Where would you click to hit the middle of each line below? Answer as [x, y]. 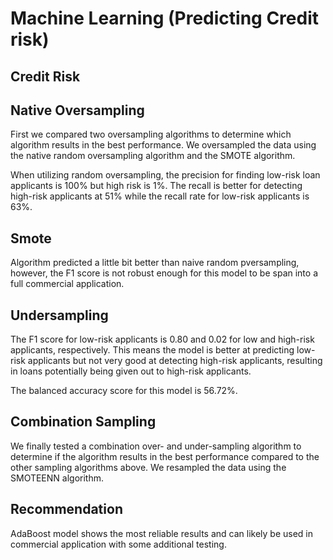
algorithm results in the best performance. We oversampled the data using [163, 145]
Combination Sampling [83, 422]
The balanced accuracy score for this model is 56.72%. [124, 391]
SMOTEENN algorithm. [57, 478]
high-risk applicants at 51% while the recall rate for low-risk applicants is [160, 196]
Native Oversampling [77, 110]
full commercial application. [67, 284]
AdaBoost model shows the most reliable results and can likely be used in [162, 533]
